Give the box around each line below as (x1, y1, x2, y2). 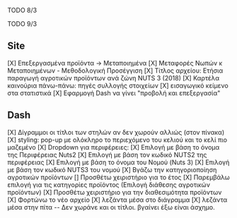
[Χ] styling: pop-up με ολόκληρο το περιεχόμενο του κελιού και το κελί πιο (7, 135, 228, 144)
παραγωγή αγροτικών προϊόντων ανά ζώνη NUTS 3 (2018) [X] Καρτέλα (7, 73, 220, 82)
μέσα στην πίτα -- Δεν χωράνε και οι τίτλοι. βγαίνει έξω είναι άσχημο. (7, 202, 215, 211)
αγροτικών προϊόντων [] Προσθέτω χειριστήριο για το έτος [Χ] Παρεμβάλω (7, 173, 230, 181)
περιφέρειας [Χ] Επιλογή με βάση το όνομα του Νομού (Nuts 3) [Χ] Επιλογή (7, 158, 230, 166)
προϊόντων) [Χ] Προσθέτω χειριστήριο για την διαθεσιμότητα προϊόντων (7, 188, 222, 196)
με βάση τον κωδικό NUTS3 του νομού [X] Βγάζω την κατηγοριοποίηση (7, 165, 217, 174)
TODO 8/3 (7, 6, 37, 14)
